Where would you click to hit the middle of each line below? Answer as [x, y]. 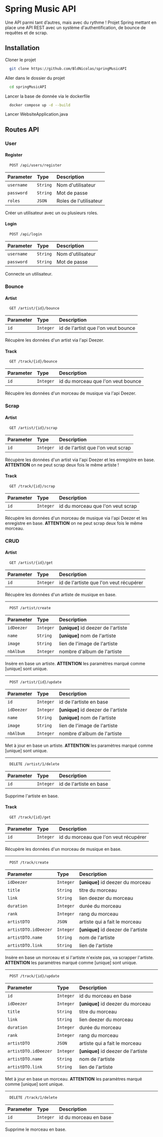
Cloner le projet [21, 60]
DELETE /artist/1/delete [34, 764]
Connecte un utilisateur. [29, 274]
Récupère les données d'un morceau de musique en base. [63, 849]
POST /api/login [26, 234]
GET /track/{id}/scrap [32, 486]
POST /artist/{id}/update [36, 682]
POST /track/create [29, 863]
